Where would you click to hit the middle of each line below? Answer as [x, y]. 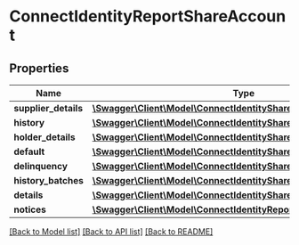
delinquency [41, 166]
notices [30, 209]
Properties [39, 68]
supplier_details [48, 108]
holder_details [44, 137]
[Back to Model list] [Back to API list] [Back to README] [111, 232]
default [29, 151]
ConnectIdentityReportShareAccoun [148, 16]
